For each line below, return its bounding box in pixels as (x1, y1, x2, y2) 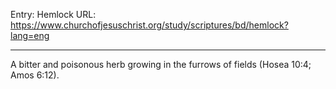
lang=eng (10, 30, 50, 41)
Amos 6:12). (10, 69, 60, 81)
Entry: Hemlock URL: (10, 9, 97, 20)
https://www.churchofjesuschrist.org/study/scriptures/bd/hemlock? (10, 19, 289, 31)
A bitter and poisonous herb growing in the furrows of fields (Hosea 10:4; (10, 59, 312, 70)
